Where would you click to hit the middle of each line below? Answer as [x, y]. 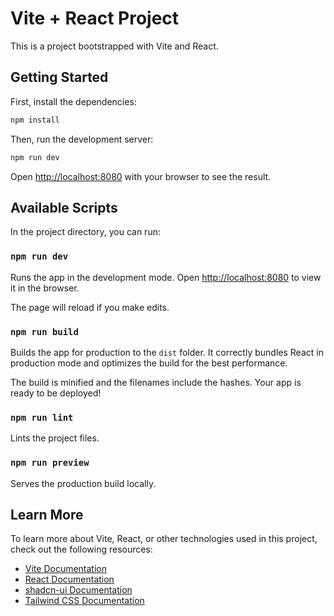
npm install [35, 120]
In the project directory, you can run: [85, 232]
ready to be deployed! [56, 393]
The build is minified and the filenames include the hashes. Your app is [156, 382]
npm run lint [42, 417]
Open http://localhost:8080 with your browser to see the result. [141, 176]
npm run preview [50, 463]
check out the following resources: [81, 549]
